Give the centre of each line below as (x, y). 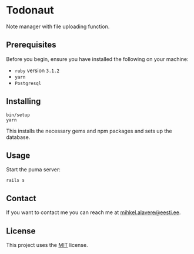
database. (18, 137)
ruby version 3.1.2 (37, 70)
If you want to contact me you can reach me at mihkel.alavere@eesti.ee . (93, 212)
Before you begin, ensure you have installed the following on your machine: (97, 59)
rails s (16, 180)
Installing (24, 101)
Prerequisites (31, 45)
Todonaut (30, 10)
